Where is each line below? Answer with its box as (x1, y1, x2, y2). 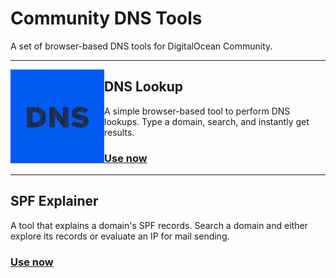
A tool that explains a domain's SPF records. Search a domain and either (10, 219, 308, 231)
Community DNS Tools (10, 7, 203, 30)
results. (104, 126, 135, 138)
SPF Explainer (10, 193, 99, 210)
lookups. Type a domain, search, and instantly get (104, 115, 310, 127)
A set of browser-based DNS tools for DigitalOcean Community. (10, 40, 273, 52)
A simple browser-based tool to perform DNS (104, 105, 291, 117)
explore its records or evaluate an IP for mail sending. (10, 230, 230, 242)
